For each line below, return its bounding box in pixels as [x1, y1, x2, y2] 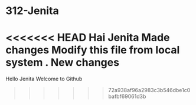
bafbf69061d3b [108, 93, 146, 100]
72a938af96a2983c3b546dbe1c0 [108, 87, 191, 94]
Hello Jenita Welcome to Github [5, 75, 83, 83]
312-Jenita [5, 4, 60, 18]
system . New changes [5, 56, 119, 69]
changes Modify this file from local [5, 43, 180, 57]
